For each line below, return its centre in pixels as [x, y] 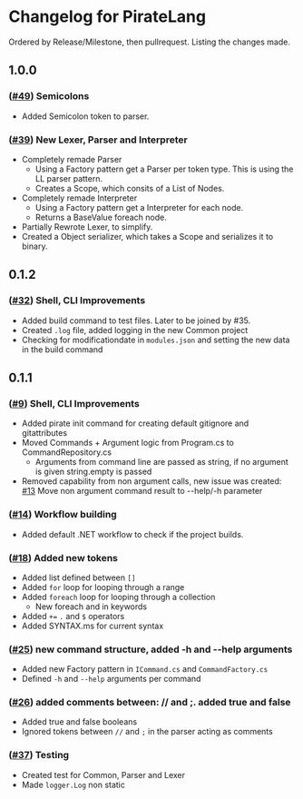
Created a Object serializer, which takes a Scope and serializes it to [147, 236]
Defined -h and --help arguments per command [111, 679]
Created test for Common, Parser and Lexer [103, 774]
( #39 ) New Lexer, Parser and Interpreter [98, 140]
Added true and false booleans [79, 722]
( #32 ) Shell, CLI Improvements [77, 301]
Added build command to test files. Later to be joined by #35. [136, 321]
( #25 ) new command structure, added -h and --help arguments [151, 649]
